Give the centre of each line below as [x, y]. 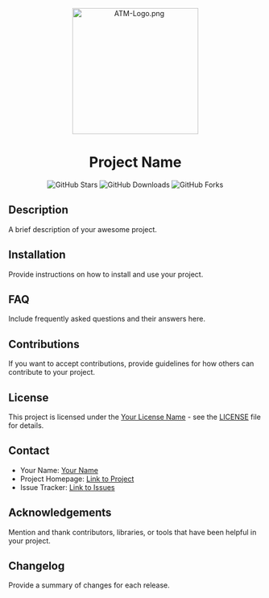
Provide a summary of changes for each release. [89, 585]
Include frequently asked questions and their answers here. [107, 319]
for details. [26, 426]
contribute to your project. [52, 372]
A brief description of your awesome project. [83, 229]
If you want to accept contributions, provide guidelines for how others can [131, 363]
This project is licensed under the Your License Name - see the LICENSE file [135, 417]
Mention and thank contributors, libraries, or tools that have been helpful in [132, 532]
